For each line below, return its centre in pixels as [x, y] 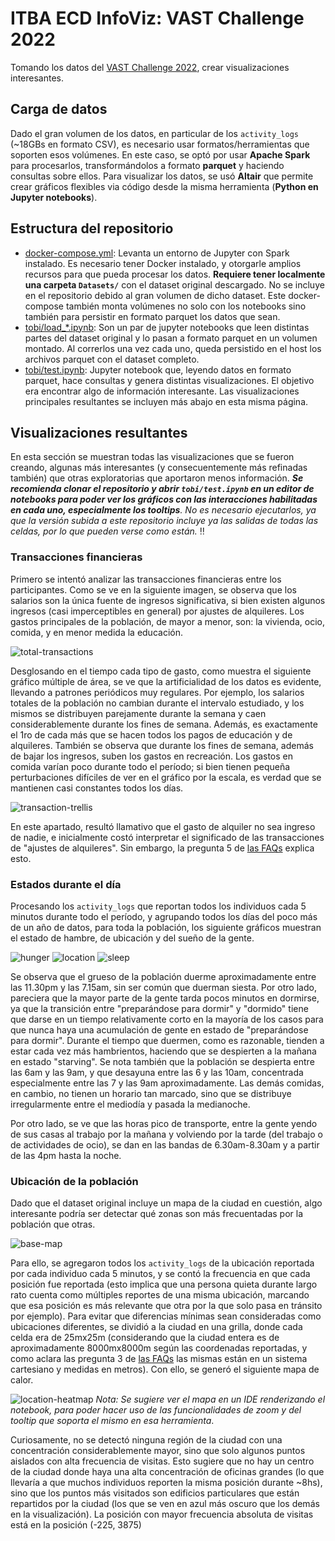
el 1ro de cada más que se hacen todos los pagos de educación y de [151, 734]
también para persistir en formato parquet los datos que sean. [152, 316]
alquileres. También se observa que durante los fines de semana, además [162, 745]
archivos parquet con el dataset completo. [112, 359]
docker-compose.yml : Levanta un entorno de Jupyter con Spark [157, 253]
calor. [22, 1380]
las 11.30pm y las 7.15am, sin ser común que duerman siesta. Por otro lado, [163, 987]
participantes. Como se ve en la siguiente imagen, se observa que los [153, 589]
